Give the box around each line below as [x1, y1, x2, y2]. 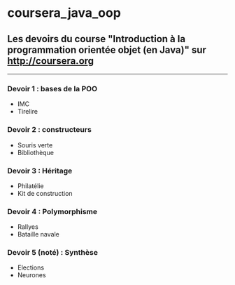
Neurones [17, 271, 47, 279]
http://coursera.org [7, 55, 94, 67]
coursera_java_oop [7, 5, 121, 21]
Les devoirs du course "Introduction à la [7, 33, 186, 45]
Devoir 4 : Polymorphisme [7, 206, 98, 216]
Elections [17, 263, 44, 272]
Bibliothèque [17, 148, 55, 157]
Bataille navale [17, 230, 59, 239]
